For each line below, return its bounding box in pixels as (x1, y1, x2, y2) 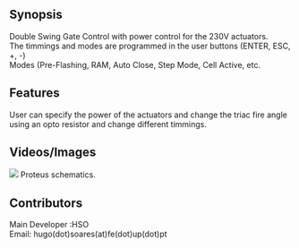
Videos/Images (9, 145, 97, 160)
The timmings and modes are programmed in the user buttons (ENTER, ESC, (9, 40, 291, 51)
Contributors (9, 195, 83, 210)
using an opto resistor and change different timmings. (9, 118, 208, 129)
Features (9, 85, 60, 101)
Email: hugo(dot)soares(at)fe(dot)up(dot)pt (9, 228, 167, 240)
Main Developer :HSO (9, 219, 90, 230)
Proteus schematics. (20, 169, 96, 180)
